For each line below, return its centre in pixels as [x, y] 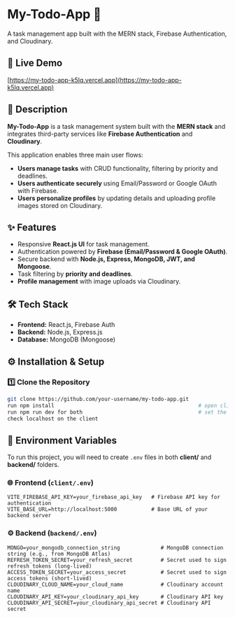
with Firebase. [38, 190]
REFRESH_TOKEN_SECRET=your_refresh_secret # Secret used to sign [117, 560]
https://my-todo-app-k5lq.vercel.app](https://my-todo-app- [95, 80]
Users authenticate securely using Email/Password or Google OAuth [117, 183]
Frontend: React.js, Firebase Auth [66, 325]
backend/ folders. [33, 465]
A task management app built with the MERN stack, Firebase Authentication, [117, 34]
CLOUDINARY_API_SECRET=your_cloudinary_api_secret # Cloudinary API [109, 603]
